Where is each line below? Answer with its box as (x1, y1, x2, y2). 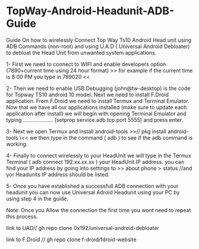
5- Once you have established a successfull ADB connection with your (6, 182, 179, 190)
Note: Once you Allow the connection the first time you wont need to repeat (6, 206, 191, 213)
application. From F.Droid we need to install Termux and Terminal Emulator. (6, 97, 190, 105)
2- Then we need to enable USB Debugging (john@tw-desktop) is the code (6, 84, 191, 92)
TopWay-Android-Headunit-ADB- (6, 4, 175, 18)
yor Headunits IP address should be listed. (6, 171, 110, 178)
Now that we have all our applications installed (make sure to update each (6, 103, 187, 111)
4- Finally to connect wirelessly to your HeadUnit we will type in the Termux (6, 152, 192, 159)
